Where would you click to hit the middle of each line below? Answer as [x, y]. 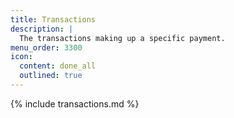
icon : [21, 57]
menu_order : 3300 [46, 47]
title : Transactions [53, 19]
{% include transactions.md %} [75, 103]
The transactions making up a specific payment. [122, 38]
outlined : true [51, 76]
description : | [42, 29]
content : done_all [58, 66]
